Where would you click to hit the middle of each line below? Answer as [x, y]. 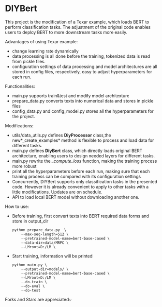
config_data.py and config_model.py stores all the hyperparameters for [83, 111]
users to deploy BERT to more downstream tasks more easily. [66, 32]
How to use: [17, 206]
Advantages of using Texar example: [42, 41]
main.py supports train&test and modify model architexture [71, 96]
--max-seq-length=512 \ [45, 234]
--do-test [31, 290]
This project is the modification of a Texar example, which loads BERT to [77, 22]
